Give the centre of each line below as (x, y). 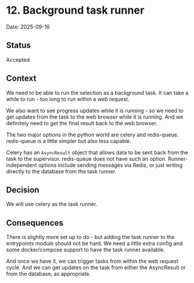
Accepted (18, 59)
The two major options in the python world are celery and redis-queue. (93, 135)
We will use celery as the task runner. (52, 204)
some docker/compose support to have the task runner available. (86, 250)
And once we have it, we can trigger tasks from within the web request (92, 261)
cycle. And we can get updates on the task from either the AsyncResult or (96, 268)
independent (22, 165)
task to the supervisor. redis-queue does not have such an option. (86, 158)
